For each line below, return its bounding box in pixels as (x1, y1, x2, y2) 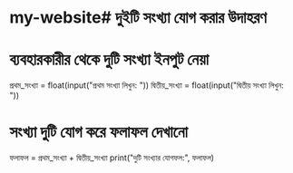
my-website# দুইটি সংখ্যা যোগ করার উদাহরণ (9, 7, 268, 28)
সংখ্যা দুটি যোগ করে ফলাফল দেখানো (9, 121, 189, 142)
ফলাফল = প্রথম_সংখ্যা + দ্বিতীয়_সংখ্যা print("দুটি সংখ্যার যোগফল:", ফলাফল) (9, 152, 215, 163)
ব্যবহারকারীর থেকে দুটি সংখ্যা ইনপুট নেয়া (9, 49, 210, 70)
